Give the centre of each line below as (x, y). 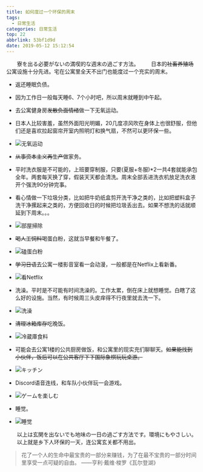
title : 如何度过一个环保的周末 (41, 12)
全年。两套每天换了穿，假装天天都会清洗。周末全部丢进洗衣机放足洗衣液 (105, 177)
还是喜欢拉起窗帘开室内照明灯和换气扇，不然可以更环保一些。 (97, 131)
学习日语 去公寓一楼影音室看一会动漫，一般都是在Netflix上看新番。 (98, 264)
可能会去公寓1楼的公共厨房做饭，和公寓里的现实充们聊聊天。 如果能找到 (104, 349)
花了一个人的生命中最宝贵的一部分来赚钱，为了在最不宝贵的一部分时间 (109, 455)
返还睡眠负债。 (34, 84)
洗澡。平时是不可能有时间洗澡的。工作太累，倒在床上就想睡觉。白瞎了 (103, 290)
